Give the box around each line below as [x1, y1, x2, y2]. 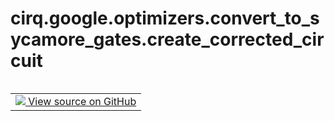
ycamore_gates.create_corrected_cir [10, 28, 325, 51]
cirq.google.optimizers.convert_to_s [10, 7, 320, 30]
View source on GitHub [28, 94, 137, 108]
